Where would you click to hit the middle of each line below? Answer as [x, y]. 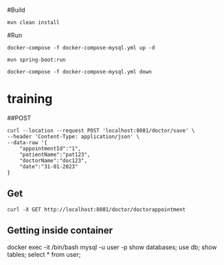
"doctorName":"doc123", [54, 161]
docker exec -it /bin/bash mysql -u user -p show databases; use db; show [112, 247]
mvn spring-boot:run [37, 60]
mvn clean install [33, 23]
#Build [16, 10]
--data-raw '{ [27, 142]
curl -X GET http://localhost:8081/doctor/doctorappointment [97, 209]
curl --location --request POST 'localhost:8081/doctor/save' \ [101, 130]
